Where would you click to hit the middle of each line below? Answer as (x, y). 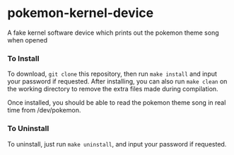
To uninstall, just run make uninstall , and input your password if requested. (117, 144)
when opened (28, 40)
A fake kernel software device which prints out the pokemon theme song (113, 33)
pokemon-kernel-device (81, 13)
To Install (23, 58)
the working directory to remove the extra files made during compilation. (113, 89)
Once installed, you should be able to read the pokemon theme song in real (117, 103)
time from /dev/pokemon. (44, 110)
